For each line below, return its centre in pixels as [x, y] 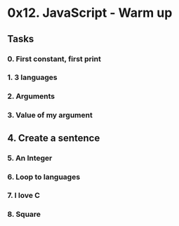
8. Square [24, 214]
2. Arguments [31, 96]
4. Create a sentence [54, 138]
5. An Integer [30, 158]
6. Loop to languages [44, 177]
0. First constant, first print [54, 59]
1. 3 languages [32, 77]
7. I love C [24, 196]
